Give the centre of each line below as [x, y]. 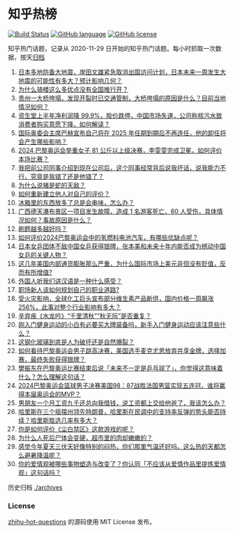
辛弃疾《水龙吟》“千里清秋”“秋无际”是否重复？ [85, 316]
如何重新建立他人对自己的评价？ [64, 194]
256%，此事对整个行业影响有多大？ [69, 307]
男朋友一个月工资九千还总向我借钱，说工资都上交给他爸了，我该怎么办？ [122, 403]
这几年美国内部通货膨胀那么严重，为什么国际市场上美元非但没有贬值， [119, 263]
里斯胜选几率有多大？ [67, 420]
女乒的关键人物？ [43, 254]
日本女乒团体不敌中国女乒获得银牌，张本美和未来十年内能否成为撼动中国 [122, 246]
